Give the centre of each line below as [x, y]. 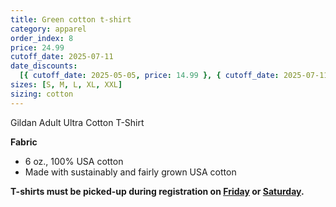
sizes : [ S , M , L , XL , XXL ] [66, 85]
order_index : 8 [42, 38]
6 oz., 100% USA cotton [74, 161]
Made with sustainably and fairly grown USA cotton [130, 172]
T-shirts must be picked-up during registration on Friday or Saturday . [157, 191]
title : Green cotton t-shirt [71, 19]
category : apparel [48, 29]
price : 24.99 [37, 47]
